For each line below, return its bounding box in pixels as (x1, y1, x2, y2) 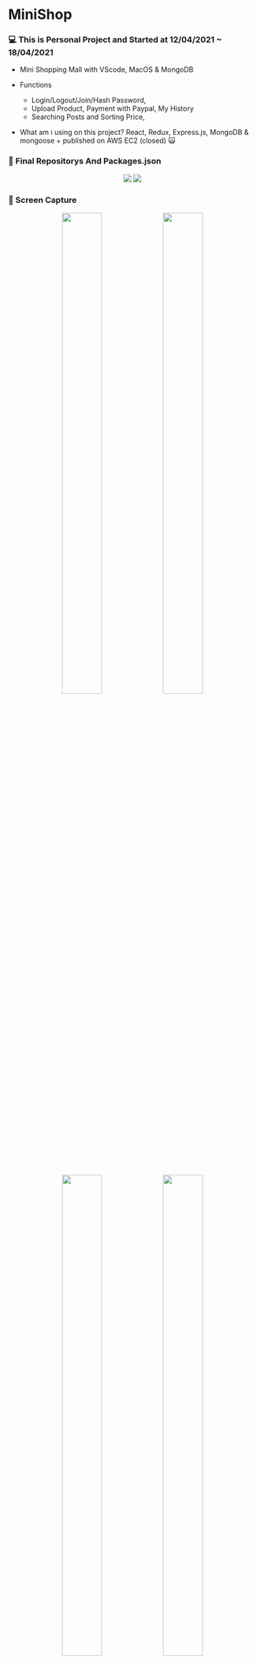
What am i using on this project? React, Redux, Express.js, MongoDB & (19, 128, 249, 137)
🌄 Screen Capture (8, 194, 77, 205)
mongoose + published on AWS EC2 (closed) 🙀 (19, 136, 176, 145)
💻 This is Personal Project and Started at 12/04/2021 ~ (8, 34, 222, 45)
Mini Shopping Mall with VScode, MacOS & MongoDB (19, 65, 194, 74)
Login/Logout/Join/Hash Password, (31, 96, 147, 105)
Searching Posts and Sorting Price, (31, 112, 145, 122)
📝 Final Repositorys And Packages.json (8, 156, 162, 167)
